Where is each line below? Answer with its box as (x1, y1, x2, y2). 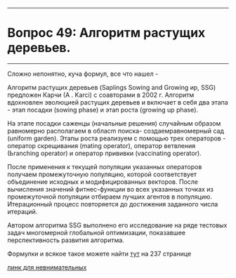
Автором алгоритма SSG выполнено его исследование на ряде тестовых (7, 220, 228, 229)
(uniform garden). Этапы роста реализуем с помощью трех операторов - (7, 134, 226, 143)
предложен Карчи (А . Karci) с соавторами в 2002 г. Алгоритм (7, 91, 195, 99)
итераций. (7, 207, 38, 216)
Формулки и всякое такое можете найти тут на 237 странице (7, 249, 192, 258)
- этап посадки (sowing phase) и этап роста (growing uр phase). (7, 105, 199, 114)
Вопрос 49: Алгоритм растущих (7, 25, 206, 41)
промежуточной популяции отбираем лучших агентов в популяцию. (7, 192, 213, 201)
